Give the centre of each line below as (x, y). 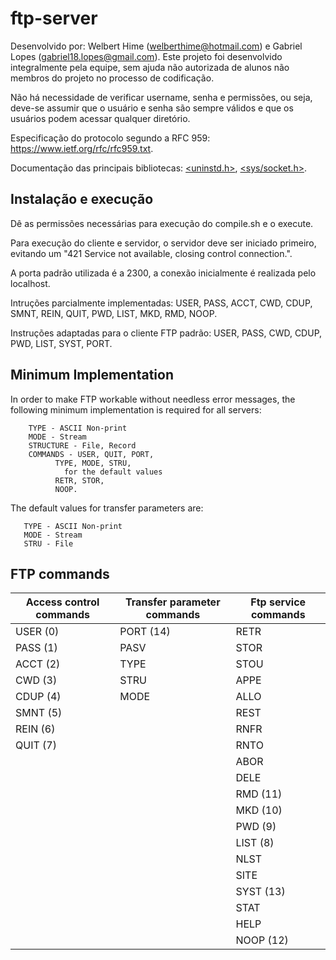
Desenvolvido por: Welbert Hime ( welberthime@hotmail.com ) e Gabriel (156, 46)
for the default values (113, 472)
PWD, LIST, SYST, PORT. (61, 343)
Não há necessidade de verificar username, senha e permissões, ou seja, (161, 97)
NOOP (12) (262, 940)
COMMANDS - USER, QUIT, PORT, (91, 454)
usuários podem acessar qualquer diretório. (100, 118)
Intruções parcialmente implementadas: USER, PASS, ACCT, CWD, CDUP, (161, 303)
